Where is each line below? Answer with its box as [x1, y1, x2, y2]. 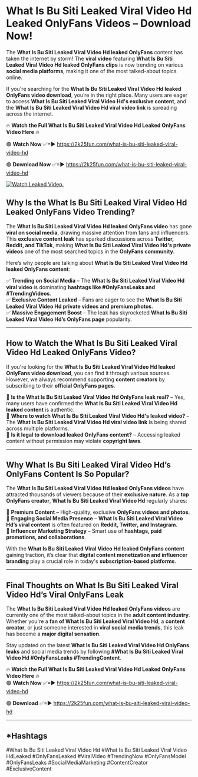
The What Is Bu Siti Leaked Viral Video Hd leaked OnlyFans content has [6, 48, 183, 55]
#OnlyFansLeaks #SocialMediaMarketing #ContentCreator [6, 759, 148, 766]
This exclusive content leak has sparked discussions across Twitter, [6, 235, 174, 242]
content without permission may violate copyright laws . [6, 437, 142, 444]
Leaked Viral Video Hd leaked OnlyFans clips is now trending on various [6, 61, 184, 68]
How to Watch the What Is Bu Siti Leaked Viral [6, 338, 178, 349]
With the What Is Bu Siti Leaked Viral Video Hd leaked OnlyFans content [6, 545, 184, 552]
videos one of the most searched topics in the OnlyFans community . [6, 248, 175, 255]
